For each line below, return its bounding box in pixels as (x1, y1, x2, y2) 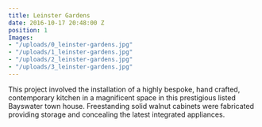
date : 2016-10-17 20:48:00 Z (8, 19, 105, 27)
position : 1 (8, 26, 48, 34)
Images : (8, 33, 34, 42)
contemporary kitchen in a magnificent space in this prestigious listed (8, 92, 237, 103)
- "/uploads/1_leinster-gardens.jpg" (8, 48, 133, 56)
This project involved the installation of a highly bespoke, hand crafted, (8, 84, 241, 94)
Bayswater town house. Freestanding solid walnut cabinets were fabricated (8, 101, 254, 110)
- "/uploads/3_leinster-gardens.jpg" (8, 63, 133, 71)
